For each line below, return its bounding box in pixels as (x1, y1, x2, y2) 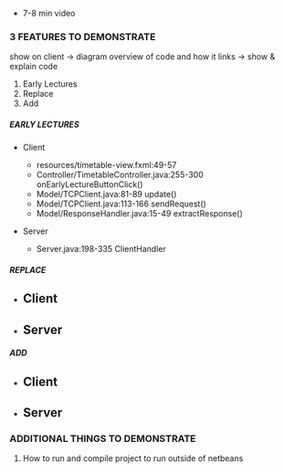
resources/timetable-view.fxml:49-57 (36, 160, 177, 171)
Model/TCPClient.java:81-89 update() (36, 189, 177, 200)
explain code (9, 61, 58, 72)
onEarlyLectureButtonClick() (36, 179, 143, 190)
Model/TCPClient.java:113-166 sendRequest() (36, 198, 207, 209)
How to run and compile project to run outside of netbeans (22, 453, 244, 464)
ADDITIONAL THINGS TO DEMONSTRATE (9, 432, 196, 445)
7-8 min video (22, 8, 76, 18)
